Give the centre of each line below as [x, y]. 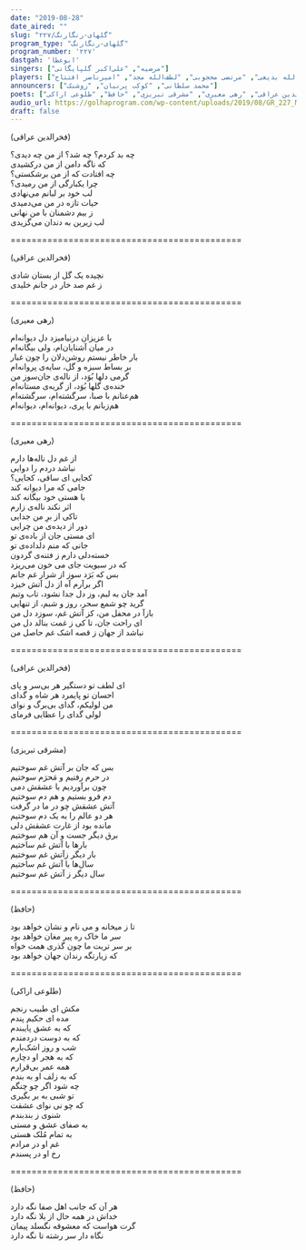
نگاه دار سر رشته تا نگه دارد [57, 1235]
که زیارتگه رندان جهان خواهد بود [64, 956]
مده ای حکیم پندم [39, 1018]
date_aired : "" [39, 26]
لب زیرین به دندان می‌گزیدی [58, 222]
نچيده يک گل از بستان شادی [57, 275]
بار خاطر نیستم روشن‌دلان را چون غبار [74, 357]
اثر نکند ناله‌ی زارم [41, 507]
